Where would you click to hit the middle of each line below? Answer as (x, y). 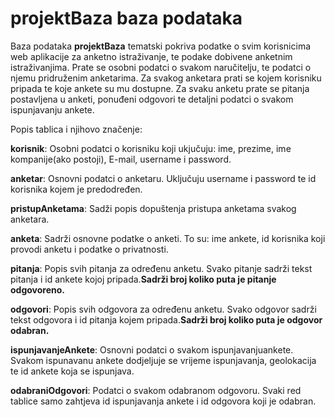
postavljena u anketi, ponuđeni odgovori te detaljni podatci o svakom (152, 99)
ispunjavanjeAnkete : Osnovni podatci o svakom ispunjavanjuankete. (152, 349)
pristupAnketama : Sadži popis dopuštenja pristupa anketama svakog (153, 208)
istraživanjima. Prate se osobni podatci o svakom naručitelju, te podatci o (161, 67)
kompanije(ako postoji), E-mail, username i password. (121, 159)
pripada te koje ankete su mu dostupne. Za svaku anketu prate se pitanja (160, 88)
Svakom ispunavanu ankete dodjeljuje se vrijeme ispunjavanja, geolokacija (163, 360)
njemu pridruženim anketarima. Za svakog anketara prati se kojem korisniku (166, 78)
